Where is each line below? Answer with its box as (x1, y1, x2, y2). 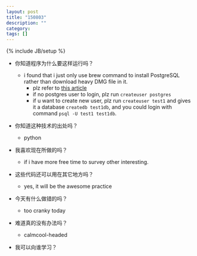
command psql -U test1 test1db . (32, 110, 117, 117)
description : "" (6, 20, 47, 26)
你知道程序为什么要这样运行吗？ (14, 60, 94, 67)
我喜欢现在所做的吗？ (14, 147, 67, 154)
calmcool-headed (23, 231, 67, 239)
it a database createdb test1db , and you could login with (32, 103, 172, 111)
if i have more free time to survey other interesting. (23, 159, 149, 166)
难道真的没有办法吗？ (14, 220, 67, 227)
